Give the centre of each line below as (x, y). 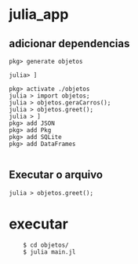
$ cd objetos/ (46, 245)
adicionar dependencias (69, 44)
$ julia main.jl (50, 252)
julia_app (39, 15)
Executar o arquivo (56, 175)
